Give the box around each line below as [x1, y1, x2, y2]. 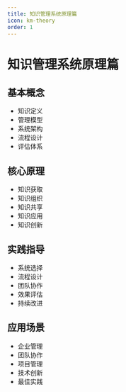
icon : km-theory [7, 17, 55, 24]
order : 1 [7, 23, 33, 30]
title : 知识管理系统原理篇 [7, 10, 78, 18]
